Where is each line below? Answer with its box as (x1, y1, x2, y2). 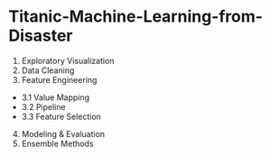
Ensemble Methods (21, 138, 94, 149)
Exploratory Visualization (21, 55, 115, 66)
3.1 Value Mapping (21, 92, 90, 103)
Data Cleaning (21, 65, 75, 76)
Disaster (8, 25, 73, 46)
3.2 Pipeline (21, 101, 66, 112)
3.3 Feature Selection (21, 111, 101, 122)
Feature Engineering (21, 74, 98, 85)
